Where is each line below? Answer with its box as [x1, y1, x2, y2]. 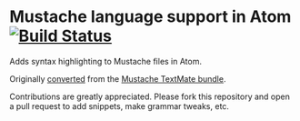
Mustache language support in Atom [9, 6, 292, 27]
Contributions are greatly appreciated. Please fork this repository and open [9, 91, 291, 102]
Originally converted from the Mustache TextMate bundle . [9, 73, 226, 84]
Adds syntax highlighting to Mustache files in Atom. [9, 55, 203, 66]
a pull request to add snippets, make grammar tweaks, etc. [9, 100, 230, 111]
